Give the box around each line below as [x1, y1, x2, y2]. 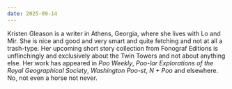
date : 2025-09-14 [7, 10, 58, 17]
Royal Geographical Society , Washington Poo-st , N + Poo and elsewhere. [7, 66, 219, 74]
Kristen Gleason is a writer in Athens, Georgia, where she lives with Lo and [7, 29, 221, 38]
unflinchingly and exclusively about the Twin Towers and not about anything [7, 51, 226, 60]
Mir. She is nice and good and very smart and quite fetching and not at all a [7, 36, 223, 45]
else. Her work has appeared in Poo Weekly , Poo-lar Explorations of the [7, 58, 214, 67]
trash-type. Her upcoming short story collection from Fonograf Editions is [7, 44, 218, 52]
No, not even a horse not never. [7, 74, 98, 82]
